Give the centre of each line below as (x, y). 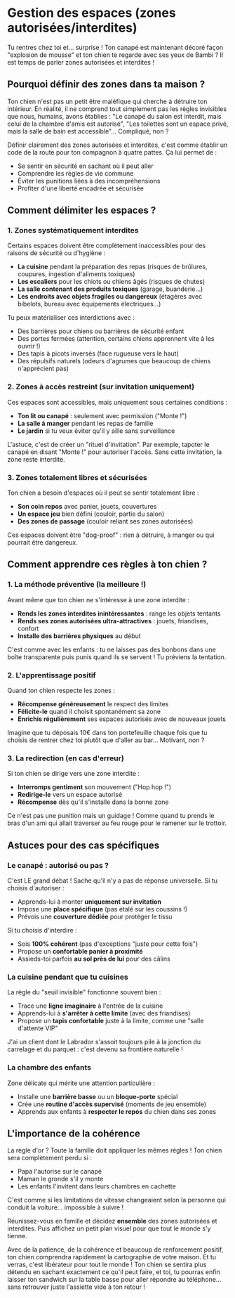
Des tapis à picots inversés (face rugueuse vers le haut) (98, 353)
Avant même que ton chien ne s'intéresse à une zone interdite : (98, 599)
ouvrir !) (29, 346)
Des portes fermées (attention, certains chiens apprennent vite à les (116, 339)
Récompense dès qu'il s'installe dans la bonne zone (93, 802)
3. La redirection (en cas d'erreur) (66, 758)
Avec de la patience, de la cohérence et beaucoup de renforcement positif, (115, 1250)
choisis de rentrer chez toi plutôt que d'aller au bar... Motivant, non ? (106, 740)
